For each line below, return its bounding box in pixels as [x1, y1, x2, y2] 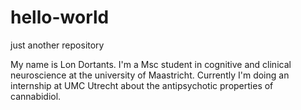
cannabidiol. [10, 90, 62, 102]
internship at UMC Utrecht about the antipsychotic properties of [10, 79, 274, 91]
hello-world [10, 6, 110, 29]
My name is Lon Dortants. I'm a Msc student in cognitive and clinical [10, 58, 292, 70]
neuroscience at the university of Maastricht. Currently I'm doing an [10, 69, 290, 81]
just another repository [10, 39, 105, 51]
